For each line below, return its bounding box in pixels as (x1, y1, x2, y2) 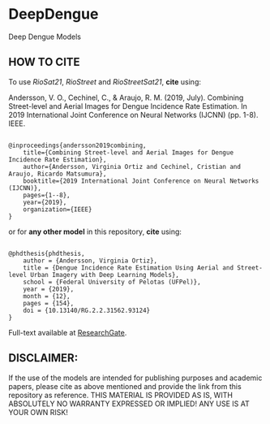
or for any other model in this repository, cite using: (8, 227, 182, 236)
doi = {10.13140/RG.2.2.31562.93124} (23, 306, 151, 314)
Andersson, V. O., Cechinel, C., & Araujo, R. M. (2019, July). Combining (8, 93, 244, 102)
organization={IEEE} (23, 205, 92, 214)
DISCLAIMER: (8, 351, 79, 366)
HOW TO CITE (8, 55, 80, 69)
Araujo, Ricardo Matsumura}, (8, 170, 107, 178)
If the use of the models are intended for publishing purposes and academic (8, 373, 263, 383)
